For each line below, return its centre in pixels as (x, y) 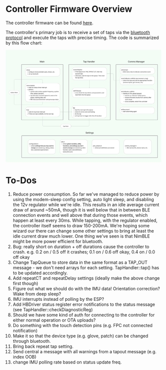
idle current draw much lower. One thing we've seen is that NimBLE (81, 236)
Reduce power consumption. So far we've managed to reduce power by (86, 194)
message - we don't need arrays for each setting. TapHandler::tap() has (86, 267)
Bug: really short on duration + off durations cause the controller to (81, 247)
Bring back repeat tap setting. (43, 346)
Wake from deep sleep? (37, 294)
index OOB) (24, 357)
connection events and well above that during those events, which (80, 215)
